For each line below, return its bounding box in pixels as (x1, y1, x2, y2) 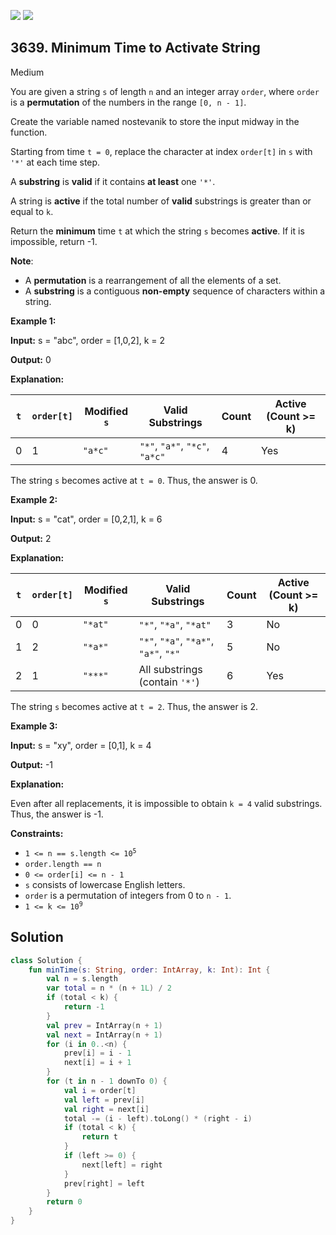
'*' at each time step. (10, 156, 101, 168)
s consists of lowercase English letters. (24, 878, 186, 890)
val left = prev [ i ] (63, 1095, 145, 1105)
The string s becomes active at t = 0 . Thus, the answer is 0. (10, 474, 258, 486)
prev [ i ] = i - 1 (63, 1048, 132, 1059)
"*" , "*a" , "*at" (138, 617, 212, 631)
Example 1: (10, 315, 57, 327)
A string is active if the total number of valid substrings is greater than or (10, 195, 312, 207)
